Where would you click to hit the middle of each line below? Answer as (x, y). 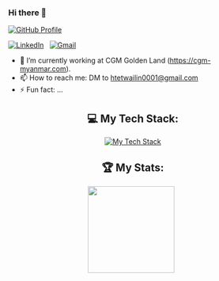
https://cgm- (190, 61)
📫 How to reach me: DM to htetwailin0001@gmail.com (109, 78)
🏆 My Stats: (133, 167)
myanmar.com (43, 69)
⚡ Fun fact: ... (41, 89)
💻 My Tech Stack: (133, 118)
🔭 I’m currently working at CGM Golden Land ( (94, 61)
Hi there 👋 (28, 13)
